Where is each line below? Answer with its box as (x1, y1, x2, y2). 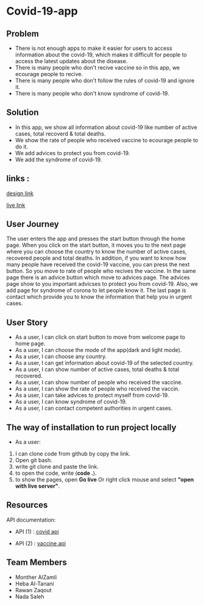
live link (6, 201, 26, 209)
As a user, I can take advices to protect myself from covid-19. (15, 392, 169, 399)
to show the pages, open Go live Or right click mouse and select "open (15, 476, 194, 483)
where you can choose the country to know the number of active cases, (6, 248, 187, 255)
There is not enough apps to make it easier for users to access (15, 44, 172, 52)
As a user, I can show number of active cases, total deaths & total (15, 366, 180, 373)
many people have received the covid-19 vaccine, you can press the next (6, 261, 190, 268)
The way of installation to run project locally (6, 422, 177, 432)
